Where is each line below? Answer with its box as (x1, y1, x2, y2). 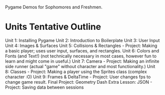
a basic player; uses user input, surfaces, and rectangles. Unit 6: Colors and (5, 47, 159, 53)
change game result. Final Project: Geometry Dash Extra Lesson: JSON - (5, 79, 153, 85)
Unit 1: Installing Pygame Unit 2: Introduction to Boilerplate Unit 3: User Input (5, 37, 160, 43)
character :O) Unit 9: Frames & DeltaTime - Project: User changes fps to (5, 73, 151, 80)
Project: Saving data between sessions (5, 84, 84, 90)
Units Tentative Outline (5, 22, 101, 32)
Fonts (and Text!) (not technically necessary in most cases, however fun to (5, 53, 157, 59)
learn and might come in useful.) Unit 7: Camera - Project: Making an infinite (5, 58, 160, 64)
